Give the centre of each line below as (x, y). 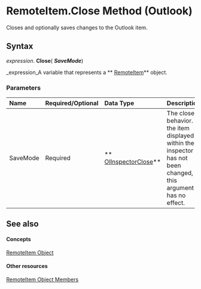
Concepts (19, 239)
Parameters (23, 88)
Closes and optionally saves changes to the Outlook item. (77, 27)
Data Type (119, 103)
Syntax (20, 46)
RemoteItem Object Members (42, 279)
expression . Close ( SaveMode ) (45, 60)
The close (181, 113)
